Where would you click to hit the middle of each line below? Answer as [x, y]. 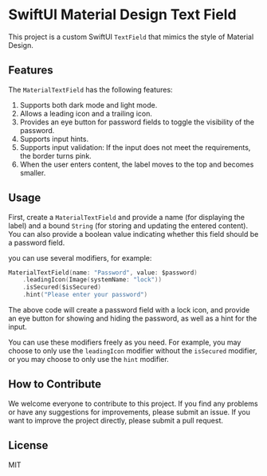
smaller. [33, 172]
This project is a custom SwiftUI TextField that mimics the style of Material [131, 37]
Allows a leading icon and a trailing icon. [86, 113]
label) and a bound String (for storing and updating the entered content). [128, 226]
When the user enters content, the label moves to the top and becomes [137, 164]
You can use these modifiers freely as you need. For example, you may [125, 342]
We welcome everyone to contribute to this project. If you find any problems [133, 403]
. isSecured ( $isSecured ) [62, 287]
